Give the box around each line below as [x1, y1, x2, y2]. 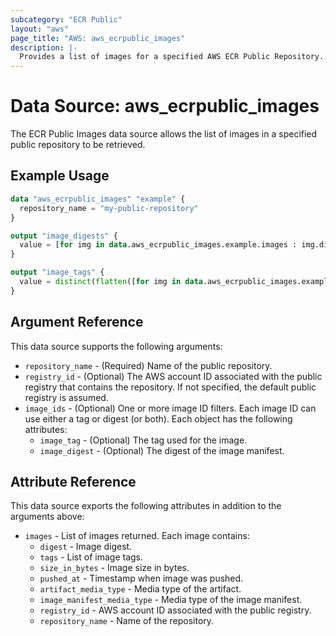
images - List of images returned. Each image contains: [24, 530, 250, 542]
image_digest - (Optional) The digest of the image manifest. [39, 444, 285, 456]
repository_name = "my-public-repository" [19, 203, 199, 213]
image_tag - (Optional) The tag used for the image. [39, 434, 248, 446]
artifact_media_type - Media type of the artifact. [39, 583, 242, 595]
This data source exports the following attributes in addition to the [10, 500, 282, 512]
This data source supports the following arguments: [10, 340, 223, 352]
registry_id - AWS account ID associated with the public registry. [39, 604, 312, 616]
